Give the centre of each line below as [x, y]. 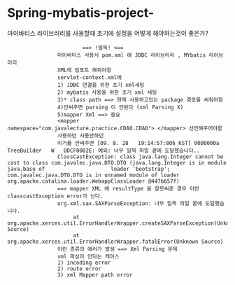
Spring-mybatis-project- [81, 13]
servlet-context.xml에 [90, 77]
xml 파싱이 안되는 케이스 [88, 256]
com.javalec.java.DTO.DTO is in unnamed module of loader [93, 175]
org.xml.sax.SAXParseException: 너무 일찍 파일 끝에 [130, 203]
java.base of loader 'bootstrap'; [89, 169]
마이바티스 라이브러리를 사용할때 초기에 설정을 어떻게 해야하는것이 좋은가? [108, 33]
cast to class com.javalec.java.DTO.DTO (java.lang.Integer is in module [117, 162]
